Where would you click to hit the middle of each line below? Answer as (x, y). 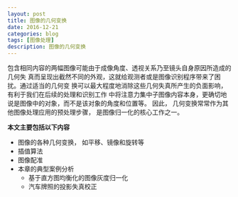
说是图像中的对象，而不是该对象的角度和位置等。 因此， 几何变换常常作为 (115, 103)
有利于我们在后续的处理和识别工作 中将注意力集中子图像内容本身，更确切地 (117, 94)
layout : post (27, 14)
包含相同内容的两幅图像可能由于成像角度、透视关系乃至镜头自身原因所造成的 (119, 68)
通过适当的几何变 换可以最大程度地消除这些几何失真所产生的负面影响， (123, 85)
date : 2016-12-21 (33, 27)
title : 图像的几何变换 (37, 21)
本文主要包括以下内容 (38, 127)
